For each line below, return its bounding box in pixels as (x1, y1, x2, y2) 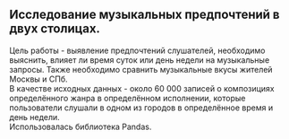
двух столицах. (9, 22, 101, 37)
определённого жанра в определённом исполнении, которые (9, 92, 246, 103)
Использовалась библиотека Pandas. (9, 121, 152, 132)
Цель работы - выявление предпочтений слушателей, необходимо (9, 45, 266, 56)
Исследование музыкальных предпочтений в (9, 7, 280, 22)
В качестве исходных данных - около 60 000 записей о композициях (9, 83, 275, 93)
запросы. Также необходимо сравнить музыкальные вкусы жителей (9, 64, 273, 74)
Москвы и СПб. (9, 74, 68, 84)
